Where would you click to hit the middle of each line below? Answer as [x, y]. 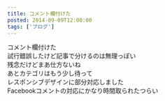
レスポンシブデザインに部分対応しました [65, 82]
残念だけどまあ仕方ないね [44, 65]
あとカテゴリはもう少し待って [50, 73]
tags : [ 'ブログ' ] [31, 26]
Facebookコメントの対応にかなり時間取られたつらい [83, 91]
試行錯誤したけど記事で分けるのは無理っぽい [72, 56]
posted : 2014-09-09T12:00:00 [50, 20]
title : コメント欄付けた [39, 14]
